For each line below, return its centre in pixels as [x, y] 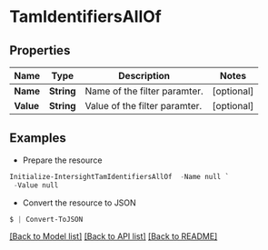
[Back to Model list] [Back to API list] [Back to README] [114, 236]
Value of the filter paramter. [144, 106]
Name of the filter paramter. [144, 91]
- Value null [36, 185]
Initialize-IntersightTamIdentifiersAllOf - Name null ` [119, 176]
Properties [40, 50]
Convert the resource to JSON [79, 203]
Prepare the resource [62, 160]
